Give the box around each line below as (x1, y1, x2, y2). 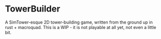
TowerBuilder (5, 3, 60, 14)
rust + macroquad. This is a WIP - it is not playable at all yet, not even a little (5, 24, 156, 30)
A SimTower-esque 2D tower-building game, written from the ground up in (5, 19, 153, 25)
